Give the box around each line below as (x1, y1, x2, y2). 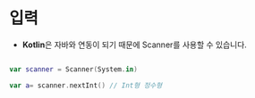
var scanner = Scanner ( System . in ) (9, 64, 139, 74)
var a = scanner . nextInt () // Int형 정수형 (9, 81, 163, 90)
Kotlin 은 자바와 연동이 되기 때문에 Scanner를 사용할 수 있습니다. (21, 39, 248, 50)
